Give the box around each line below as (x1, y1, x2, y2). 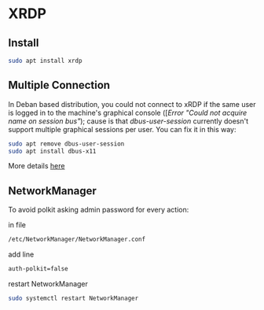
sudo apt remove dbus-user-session (8, 139, 125, 148)
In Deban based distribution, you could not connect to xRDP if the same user (8, 99, 256, 109)
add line (8, 249, 35, 260)
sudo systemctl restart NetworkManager (8, 294, 139, 302)
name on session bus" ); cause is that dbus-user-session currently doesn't (8, 116, 249, 126)
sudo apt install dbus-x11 (8, 147, 97, 155)
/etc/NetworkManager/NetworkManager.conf (8, 235, 146, 244)
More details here (8, 161, 65, 171)
